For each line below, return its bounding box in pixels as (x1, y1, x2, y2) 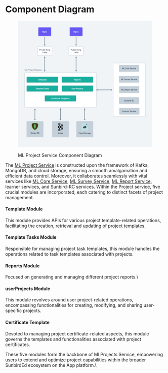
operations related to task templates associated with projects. (5, 251, 134, 257)
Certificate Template (5, 319, 50, 326)
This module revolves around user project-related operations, (5, 297, 134, 303)
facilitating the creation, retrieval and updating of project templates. (5, 223, 146, 229)
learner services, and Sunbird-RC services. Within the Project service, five (5, 183, 160, 190)
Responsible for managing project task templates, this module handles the (5, 245, 160, 252)
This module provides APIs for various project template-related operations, (5, 217, 161, 223)
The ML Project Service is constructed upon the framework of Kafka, (5, 162, 149, 168)
